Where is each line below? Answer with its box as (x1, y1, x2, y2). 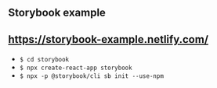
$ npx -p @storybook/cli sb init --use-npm (19, 72, 165, 80)
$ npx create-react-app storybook (19, 64, 132, 72)
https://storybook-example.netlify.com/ (8, 33, 209, 46)
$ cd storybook (19, 56, 70, 64)
